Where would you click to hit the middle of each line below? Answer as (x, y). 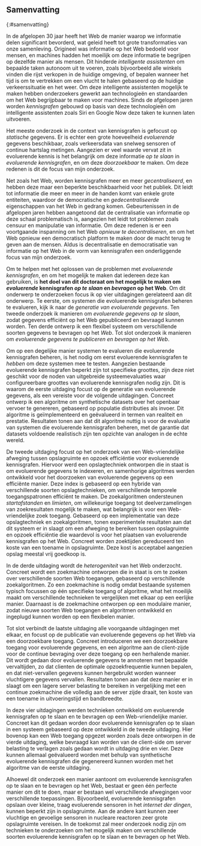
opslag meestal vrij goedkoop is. (46, 554)
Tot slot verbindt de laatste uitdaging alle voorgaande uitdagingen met (93, 628)
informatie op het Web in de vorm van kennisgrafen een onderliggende (94, 251)
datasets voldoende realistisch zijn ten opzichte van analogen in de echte (97, 434)
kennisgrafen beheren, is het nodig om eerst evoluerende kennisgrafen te (97, 357)
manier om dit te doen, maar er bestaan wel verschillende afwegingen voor (99, 792)
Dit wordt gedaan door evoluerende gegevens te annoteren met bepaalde (97, 660)
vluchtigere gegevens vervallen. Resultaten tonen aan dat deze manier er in (100, 679)
